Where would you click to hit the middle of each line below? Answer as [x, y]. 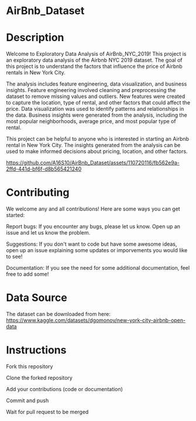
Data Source [37, 298]
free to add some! [27, 274]
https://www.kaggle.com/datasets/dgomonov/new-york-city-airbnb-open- [96, 320]
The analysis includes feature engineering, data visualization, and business [97, 84]
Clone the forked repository [39, 378]
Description [35, 38]
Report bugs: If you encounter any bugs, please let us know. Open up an [93, 226]
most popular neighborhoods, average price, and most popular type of [91, 121]
